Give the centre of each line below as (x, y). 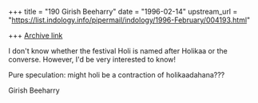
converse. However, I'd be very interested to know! (92, 59)
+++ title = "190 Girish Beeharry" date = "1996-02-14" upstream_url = (123, 12)
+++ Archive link (36, 36)
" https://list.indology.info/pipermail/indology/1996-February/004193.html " (129, 20)
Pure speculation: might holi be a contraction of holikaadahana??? (117, 75)
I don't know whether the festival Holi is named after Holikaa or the (118, 51)
